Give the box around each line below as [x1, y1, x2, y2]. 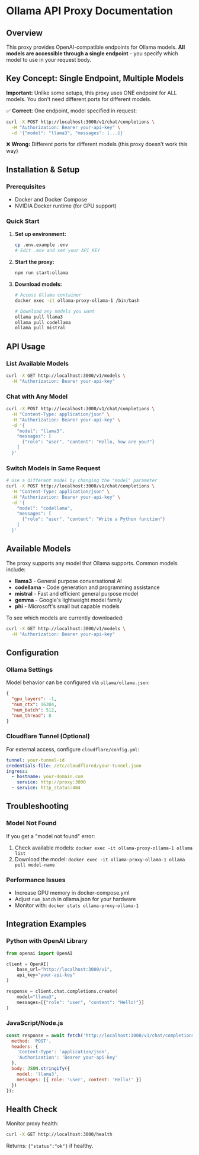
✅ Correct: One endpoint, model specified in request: [6, 107, 137, 114]
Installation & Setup [6, 165, 80, 175]
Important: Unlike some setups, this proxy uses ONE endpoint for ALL [6, 89, 177, 96]
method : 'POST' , [11, 1038, 52, 1044]
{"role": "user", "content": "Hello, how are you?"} [21, 439, 155, 445]
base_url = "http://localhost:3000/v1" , [17, 967, 113, 973]
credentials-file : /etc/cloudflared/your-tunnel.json [6, 763, 142, 769]
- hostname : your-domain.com [11, 774, 84, 780]
